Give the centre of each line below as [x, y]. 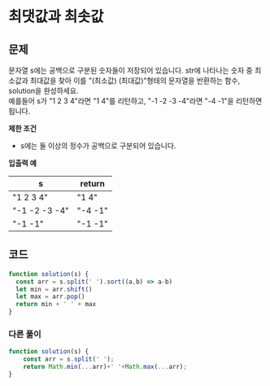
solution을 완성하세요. [44, 91]
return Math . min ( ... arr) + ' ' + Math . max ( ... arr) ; [105, 367]
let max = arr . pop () [50, 297]
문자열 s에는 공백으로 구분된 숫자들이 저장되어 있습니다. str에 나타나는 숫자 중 [131, 70]
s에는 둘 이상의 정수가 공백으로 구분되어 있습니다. [98, 146]
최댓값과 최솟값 [56, 17]
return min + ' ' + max [56, 305]
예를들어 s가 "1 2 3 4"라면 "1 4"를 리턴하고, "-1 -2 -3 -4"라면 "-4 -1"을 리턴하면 [135, 101]
